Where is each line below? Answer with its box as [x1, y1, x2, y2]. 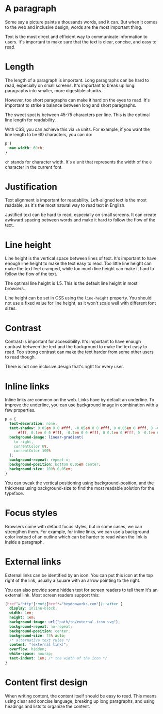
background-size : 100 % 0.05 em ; [9, 466, 73, 471]
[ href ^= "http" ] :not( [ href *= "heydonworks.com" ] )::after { [5, 601, 123, 606]
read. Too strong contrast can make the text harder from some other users [5, 349, 154, 355]
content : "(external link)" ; [9, 642, 68, 647]
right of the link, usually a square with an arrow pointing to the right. [5, 577, 141, 583]
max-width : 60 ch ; [9, 145, 45, 150]
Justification [5, 181, 57, 192]
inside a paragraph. [5, 539, 44, 545]
